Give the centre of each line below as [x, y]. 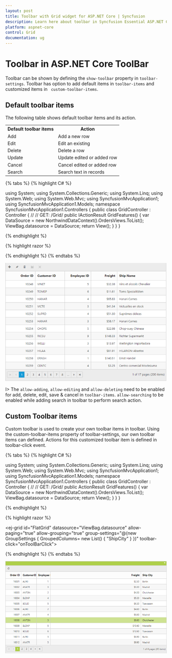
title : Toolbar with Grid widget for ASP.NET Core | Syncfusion [75, 16]
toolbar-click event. [26, 445]
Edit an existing [74, 143]
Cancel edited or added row [87, 165]
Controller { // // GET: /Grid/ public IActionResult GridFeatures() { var [77, 215]
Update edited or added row [88, 158]
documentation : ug [25, 38]
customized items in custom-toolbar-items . [52, 89]
